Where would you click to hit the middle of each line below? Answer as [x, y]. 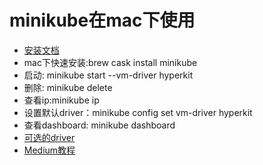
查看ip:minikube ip [61, 100]
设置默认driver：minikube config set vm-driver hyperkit [138, 112]
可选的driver [49, 137]
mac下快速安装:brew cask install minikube [110, 62]
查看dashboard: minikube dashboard [99, 125]
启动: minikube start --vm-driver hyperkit [108, 75]
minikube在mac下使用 [102, 20]
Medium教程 [49, 150]
